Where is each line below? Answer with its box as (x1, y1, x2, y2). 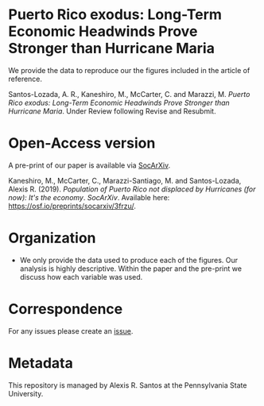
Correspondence (8, 300, 123, 318)
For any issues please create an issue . (8, 326, 134, 335)
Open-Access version (8, 134, 156, 153)
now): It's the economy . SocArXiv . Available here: (8, 192, 170, 202)
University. (8, 389, 44, 398)
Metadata (8, 354, 73, 372)
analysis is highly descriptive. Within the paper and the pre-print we (19, 264, 243, 273)
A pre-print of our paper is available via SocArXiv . (8, 160, 171, 170)
